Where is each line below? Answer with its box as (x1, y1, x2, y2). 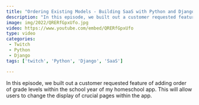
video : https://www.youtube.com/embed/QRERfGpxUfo (6, 25, 134, 31)
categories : (6, 36, 36, 42)
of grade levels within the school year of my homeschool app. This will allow (6, 86, 192, 93)
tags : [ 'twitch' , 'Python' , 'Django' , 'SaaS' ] (6, 58, 123, 64)
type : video (6, 31, 36, 37)
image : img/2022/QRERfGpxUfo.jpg (6, 19, 89, 25)
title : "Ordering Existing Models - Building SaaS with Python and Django (6, 8, 195, 15)
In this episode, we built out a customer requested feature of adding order (6, 79, 187, 86)
